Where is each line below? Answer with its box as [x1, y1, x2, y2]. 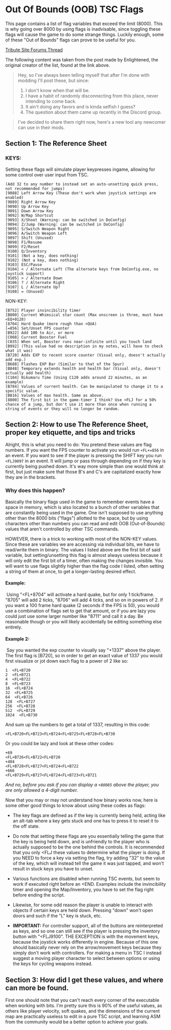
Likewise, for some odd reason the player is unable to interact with [12, 902, 153, 908]
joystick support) [5, 271, 44, 276]
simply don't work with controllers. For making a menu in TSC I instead [12, 950, 162, 956]
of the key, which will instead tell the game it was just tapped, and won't [12, 860, 164, 866]
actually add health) [5, 370, 52, 375]
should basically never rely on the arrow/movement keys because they [12, 945, 162, 951]
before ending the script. [12, 892, 65, 898]
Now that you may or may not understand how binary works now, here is [5, 797, 158, 803]
